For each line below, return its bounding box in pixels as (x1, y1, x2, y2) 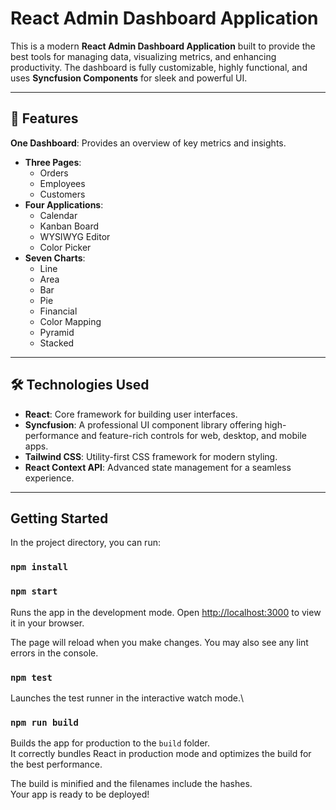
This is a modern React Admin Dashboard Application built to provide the (10, 40, 316, 52)
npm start (10, 586, 58, 597)
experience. (24, 472, 75, 484)
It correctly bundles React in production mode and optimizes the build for (10, 748, 312, 760)
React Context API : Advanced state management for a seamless (24, 461, 292, 473)
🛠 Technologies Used (10, 377, 150, 394)
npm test (10, 672, 53, 683)
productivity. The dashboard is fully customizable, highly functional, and (10, 61, 308, 73)
